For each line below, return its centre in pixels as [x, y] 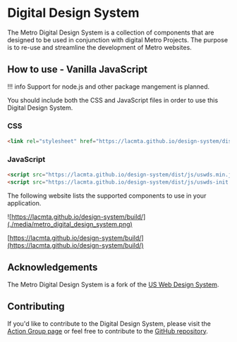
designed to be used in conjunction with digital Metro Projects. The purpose [117, 39]
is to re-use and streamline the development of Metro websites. [99, 47]
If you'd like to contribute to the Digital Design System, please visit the [109, 323]
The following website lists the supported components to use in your [107, 196]
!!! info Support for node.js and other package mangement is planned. [109, 87]
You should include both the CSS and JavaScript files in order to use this [113, 100]
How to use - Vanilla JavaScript [78, 69]
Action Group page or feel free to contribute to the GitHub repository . [108, 331]
